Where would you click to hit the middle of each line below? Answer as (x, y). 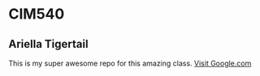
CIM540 (37, 14)
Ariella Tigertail (48, 44)
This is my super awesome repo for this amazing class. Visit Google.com (130, 63)
